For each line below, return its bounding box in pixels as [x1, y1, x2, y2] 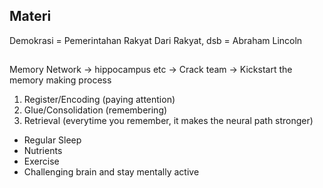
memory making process [9, 74, 112, 86]
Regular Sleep [23, 134, 82, 146]
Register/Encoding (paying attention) [23, 94, 176, 106]
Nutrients [23, 145, 63, 157]
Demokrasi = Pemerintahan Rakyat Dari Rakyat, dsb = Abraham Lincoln [9, 34, 303, 46]
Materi [9, 8, 52, 25]
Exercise [23, 155, 60, 168]
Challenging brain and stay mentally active [23, 166, 200, 178]
